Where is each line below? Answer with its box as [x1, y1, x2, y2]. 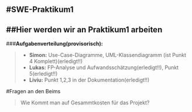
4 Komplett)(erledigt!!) [29, 58, 83, 65]
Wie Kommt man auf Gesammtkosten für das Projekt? [20, 99, 150, 106]
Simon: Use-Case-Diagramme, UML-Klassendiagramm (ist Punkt [29, 52, 186, 59]
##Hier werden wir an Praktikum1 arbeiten [6, 25, 163, 35]
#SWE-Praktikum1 [6, 5, 74, 15]
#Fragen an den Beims [6, 88, 61, 95]
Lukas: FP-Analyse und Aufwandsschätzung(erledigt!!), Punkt [29, 64, 179, 71]
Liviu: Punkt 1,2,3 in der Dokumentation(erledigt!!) [29, 76, 150, 84]
